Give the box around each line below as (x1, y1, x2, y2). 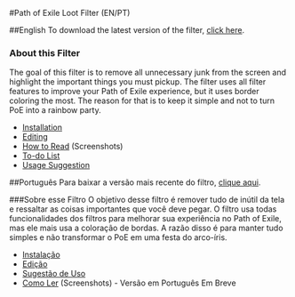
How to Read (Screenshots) (21, 141, 124, 152)
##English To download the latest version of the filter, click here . (9, 25, 245, 35)
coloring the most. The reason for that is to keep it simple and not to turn (9, 95, 275, 106)
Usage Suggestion (21, 160, 91, 171)
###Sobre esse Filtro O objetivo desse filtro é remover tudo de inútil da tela (9, 195, 285, 205)
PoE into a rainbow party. (9, 105, 101, 116)
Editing (21, 132, 49, 142)
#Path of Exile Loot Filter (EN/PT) (9, 8, 131, 18)
